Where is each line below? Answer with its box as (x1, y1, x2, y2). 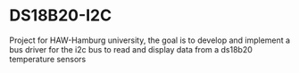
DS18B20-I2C (9, 5, 112, 26)
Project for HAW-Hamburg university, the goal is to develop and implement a (9, 35, 291, 45)
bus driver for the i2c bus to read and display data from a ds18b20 (9, 44, 253, 54)
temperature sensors (9, 53, 87, 64)
